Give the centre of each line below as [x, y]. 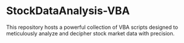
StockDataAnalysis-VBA [68, 11]
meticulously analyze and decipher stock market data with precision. [90, 33]
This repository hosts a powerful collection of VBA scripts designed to [92, 27]
